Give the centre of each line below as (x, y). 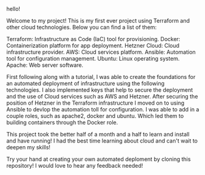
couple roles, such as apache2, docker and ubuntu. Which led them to (95, 116)
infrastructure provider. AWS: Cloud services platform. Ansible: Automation (101, 52)
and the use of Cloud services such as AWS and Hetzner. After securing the (102, 96)
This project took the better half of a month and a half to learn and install (98, 134)
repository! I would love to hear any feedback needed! (75, 166)
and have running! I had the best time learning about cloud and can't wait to (102, 141)
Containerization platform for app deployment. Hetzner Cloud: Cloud (93, 46)
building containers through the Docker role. (62, 122)
